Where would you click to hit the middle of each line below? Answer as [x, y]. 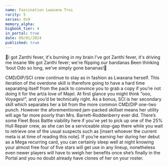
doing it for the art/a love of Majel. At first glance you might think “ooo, [78, 93]
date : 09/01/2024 [23, 38]
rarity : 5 [16, 15]
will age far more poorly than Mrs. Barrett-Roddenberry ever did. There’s [81, 115]
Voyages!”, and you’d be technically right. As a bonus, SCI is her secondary [83, 99]
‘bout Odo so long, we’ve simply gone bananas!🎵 [56, 68]
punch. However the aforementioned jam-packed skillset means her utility [82, 109]
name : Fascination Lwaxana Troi [39, 10]
